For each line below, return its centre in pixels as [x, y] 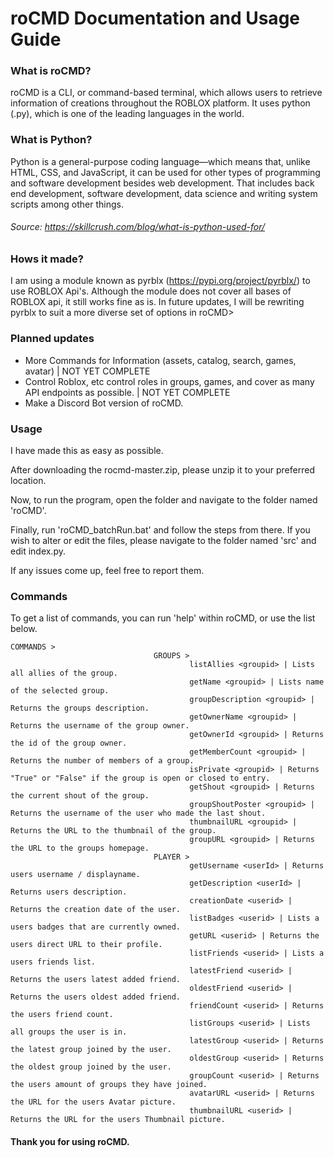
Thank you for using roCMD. [70, 1141]
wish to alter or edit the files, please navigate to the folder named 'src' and [163, 540]
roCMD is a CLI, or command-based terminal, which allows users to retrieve [166, 93]
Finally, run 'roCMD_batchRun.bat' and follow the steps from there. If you [160, 529]
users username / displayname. [75, 875]
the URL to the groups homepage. [80, 848]
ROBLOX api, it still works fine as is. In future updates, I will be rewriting [157, 302]
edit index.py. [38, 551]
